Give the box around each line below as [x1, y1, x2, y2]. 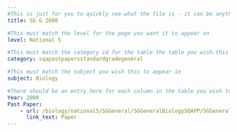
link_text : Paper [25, 114, 78, 121]
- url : [20, 107, 39, 114]
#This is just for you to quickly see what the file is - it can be [7, 10, 213, 18]
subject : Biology [7, 75, 59, 82]
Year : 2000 [7, 94, 39, 101]
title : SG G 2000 [7, 17, 59, 24]
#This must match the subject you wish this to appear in [7, 68, 181, 76]
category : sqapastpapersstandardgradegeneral [7, 56, 143, 63]
